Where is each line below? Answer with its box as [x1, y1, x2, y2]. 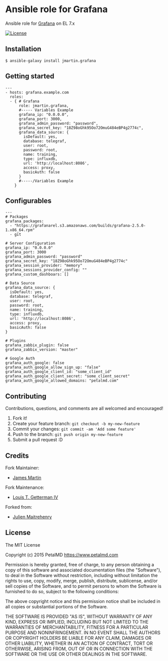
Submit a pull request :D [12, 437, 63, 443]
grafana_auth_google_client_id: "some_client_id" [5, 369, 112, 375]
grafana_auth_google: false [5, 360, 65, 365]
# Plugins [5, 338, 26, 344]
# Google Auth [5, 356, 35, 361]
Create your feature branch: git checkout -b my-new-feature [12, 421, 140, 427]
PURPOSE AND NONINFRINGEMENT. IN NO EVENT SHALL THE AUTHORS [5, 629, 161, 636]
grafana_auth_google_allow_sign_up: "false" [5, 365, 101, 370]
